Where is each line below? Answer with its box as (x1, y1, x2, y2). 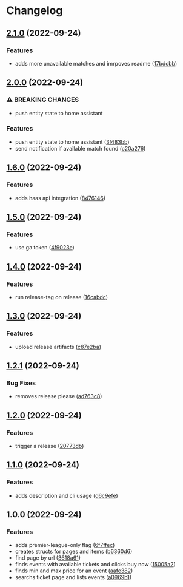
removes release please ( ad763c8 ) (15, 393, 102, 400)
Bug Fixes (6, 379, 36, 387)
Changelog (6, 4, 63, 18)
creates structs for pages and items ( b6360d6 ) (15, 548, 133, 555)
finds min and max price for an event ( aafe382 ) (15, 567, 133, 574)
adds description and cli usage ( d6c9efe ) (15, 492, 118, 499)
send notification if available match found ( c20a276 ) (15, 144, 146, 152)
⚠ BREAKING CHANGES (6, 95, 79, 104)
